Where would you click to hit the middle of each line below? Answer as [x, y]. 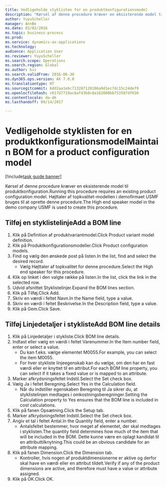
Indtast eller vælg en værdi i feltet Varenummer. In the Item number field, [86, 341]
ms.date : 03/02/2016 [27, 28]
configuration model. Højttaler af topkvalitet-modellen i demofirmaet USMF [82, 197]
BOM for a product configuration [81, 152]
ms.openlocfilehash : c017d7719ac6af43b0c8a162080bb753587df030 [72, 93]
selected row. [26, 282]
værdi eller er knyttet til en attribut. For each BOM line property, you [88, 368]
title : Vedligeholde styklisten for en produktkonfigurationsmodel [77, 10]
